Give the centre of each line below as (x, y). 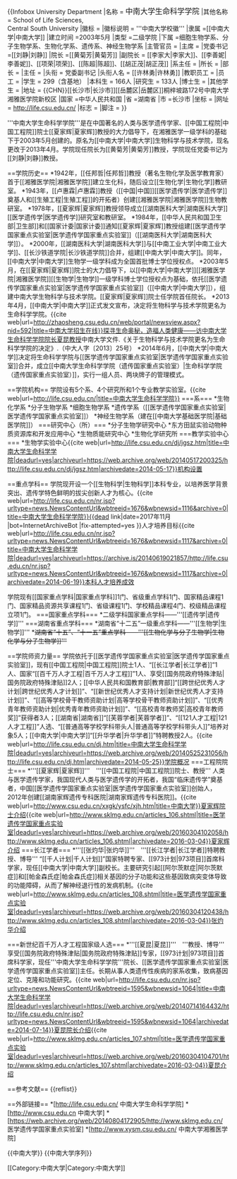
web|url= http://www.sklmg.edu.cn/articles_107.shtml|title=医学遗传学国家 (113, 1039)
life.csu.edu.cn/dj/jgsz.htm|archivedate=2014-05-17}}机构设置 (111, 469)
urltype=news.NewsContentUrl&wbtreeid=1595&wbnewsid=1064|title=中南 (116, 988)
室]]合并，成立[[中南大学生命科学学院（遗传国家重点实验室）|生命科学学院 (115, 366)
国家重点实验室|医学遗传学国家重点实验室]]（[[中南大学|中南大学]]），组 (122, 288)
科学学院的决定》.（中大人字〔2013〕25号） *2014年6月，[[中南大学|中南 (115, 348)
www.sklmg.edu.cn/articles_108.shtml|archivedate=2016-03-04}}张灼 (122, 920)
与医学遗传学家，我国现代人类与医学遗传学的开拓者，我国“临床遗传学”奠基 (115, 779)
